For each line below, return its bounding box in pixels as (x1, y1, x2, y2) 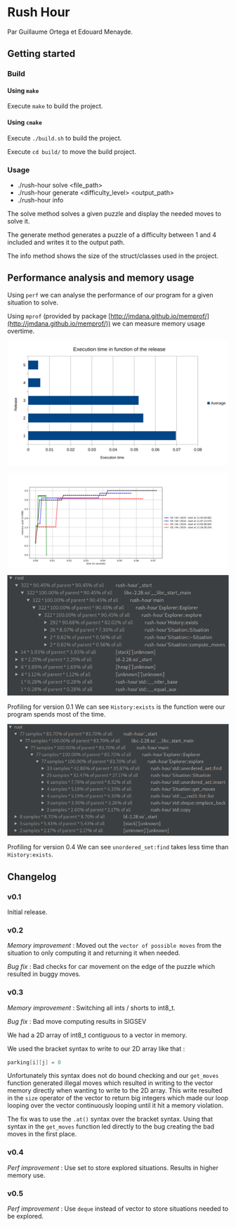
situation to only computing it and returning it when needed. (7, 949, 181, 957)
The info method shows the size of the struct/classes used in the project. (7, 251, 219, 260)
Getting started (7, 48, 76, 60)
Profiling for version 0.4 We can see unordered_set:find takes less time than (7, 843, 229, 852)
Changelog (7, 871, 57, 882)
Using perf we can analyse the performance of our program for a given (7, 290, 214, 299)
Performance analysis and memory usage (7, 272, 195, 284)
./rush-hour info (17, 195, 64, 204)
